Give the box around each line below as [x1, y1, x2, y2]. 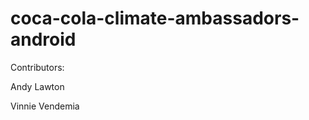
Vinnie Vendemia [10, 100, 80, 112]
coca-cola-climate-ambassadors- [10, 7, 300, 30]
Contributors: [10, 61, 65, 73]
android [10, 28, 77, 51]
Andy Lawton [10, 80, 65, 92]
